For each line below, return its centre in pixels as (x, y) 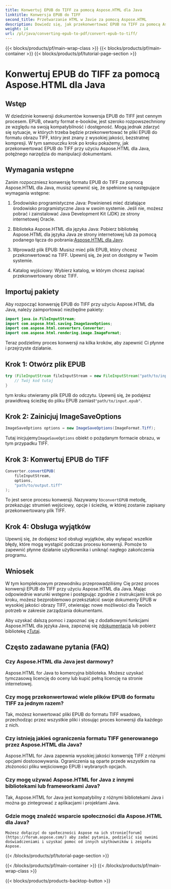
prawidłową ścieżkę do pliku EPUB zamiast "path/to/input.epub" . (74, 400)
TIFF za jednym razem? (35, 703)
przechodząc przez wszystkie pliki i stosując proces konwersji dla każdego (84, 720)
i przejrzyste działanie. (29, 348)
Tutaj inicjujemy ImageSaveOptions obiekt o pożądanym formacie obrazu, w (83, 438)
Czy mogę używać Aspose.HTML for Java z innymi (69, 780)
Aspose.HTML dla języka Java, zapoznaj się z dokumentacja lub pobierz (81, 626)
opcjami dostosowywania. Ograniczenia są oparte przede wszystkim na (80, 761)
